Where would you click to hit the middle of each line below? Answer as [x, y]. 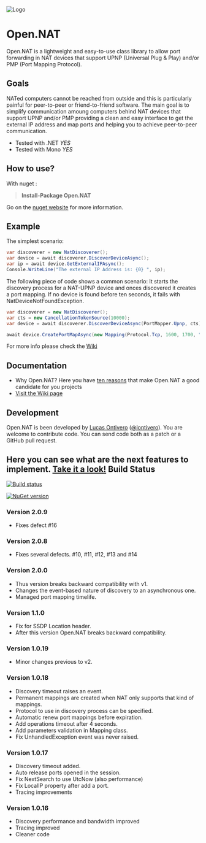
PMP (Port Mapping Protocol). [44, 64]
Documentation [37, 365]
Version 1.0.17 [27, 753]
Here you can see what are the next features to [97, 460]
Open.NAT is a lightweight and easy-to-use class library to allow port [93, 51]
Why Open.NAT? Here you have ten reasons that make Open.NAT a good [107, 380]
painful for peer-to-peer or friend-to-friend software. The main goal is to [98, 105]
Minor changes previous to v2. [54, 662]
